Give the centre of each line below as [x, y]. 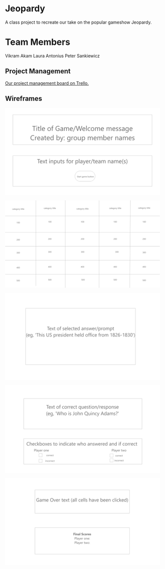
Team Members [38, 42]
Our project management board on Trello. [47, 83]
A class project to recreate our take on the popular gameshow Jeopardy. [79, 22]
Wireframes [24, 99]
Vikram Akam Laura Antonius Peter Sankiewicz [52, 56]
